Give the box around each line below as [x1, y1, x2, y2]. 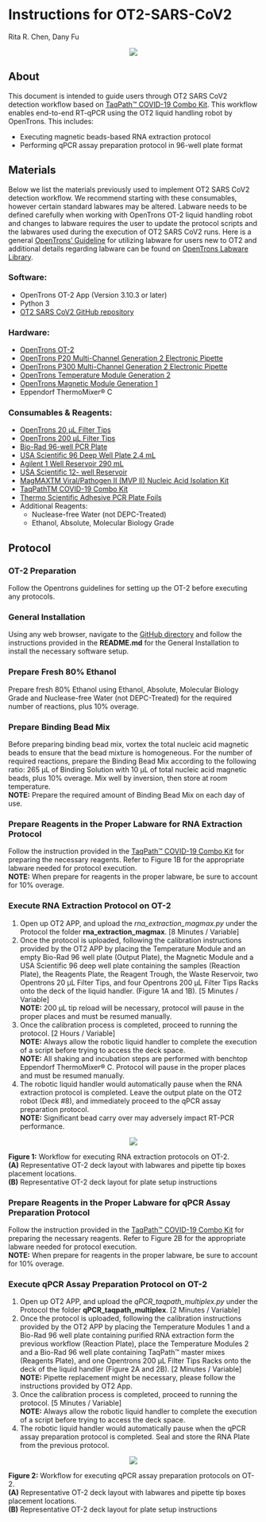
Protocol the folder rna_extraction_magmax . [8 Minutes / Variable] [19, 927, 240, 936]
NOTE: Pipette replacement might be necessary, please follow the [19, 1373, 236, 1383]
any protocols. [8, 591, 56, 602]
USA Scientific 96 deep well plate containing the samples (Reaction [19, 961, 241, 970]
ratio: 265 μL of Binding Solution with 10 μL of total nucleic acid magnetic [8, 765, 248, 775]
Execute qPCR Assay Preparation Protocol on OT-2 [8, 1278, 208, 1290]
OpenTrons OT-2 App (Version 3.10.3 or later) [19, 290, 168, 299]
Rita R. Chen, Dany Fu [8, 32, 79, 41]
